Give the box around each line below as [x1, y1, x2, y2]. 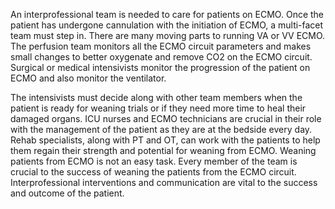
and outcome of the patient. [10, 187, 125, 199]
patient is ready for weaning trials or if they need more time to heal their [10, 102, 307, 114]
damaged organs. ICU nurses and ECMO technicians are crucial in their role [10, 113, 322, 124]
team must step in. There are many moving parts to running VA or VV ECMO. [10, 30, 326, 41]
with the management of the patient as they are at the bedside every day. [10, 124, 313, 135]
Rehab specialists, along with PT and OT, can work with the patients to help [10, 134, 321, 146]
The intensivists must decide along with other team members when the [10, 92, 303, 103]
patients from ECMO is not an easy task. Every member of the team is [10, 155, 298, 167]
